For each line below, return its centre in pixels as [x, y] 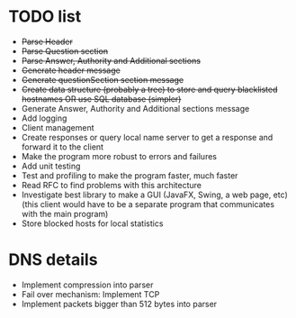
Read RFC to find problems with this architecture [112, 185]
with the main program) [65, 214]
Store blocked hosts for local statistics [92, 223]
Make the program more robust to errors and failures [119, 156]
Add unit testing [51, 166]
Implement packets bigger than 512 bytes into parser [119, 304]
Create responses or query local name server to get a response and [147, 137]
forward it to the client [63, 147]
